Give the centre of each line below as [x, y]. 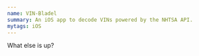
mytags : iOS [24, 26]
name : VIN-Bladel [32, 13]
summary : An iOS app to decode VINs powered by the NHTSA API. [100, 20]
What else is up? [31, 46]
